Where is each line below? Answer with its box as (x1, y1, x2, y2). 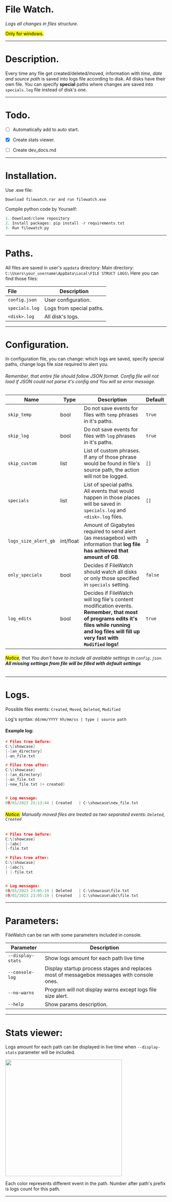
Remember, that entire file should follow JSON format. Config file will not (5, 373, 159, 379)
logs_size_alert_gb (8, 538, 55, 544)
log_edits (8, 616, 32, 621)
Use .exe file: (5, 187, 33, 193)
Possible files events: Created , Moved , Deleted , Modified (5, 706, 121, 712)
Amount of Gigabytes (83, 521, 135, 528)
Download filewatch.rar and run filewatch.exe (5, 196, 106, 202)
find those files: (5, 275, 38, 282)
